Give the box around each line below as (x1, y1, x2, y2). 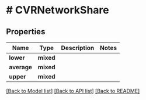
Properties (6, 27, 46, 37)
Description (61, 44, 95, 52)
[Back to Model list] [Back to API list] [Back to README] (6, 88, 140, 94)
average (9, 63, 33, 71)
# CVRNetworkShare (6, 3, 109, 17)
